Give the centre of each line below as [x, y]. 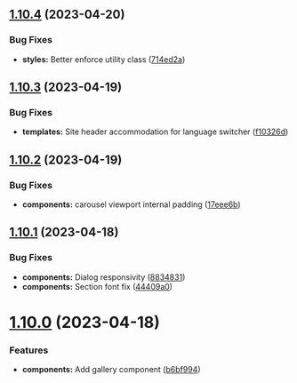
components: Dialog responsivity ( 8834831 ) [104, 277]
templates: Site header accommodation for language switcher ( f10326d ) [155, 132]
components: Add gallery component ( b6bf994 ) [111, 370]
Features [29, 350]
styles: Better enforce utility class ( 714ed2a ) [104, 59]
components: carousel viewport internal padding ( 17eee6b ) [132, 204]
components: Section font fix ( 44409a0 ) [97, 286]
